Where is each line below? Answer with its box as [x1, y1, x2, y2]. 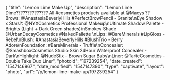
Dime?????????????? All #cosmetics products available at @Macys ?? [5, 10, 150, 16]
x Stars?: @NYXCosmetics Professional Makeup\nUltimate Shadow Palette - [5, 20, 164, 26]
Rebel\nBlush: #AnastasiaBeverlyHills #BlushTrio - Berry [5, 36, 123, 43]
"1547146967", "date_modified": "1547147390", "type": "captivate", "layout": [5, 63, 165, 69]
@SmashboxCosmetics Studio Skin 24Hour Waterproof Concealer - [5, 48, 147, 53]
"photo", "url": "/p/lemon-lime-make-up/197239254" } [5, 69, 118, 75]
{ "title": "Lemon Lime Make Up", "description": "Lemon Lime [5, 5, 133, 10]
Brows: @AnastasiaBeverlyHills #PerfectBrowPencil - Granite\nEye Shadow [5, 15, 163, 21]
